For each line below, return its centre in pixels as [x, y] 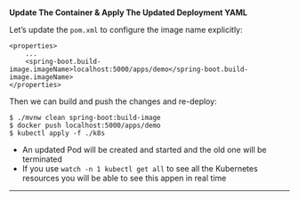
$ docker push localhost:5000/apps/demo [85, 125]
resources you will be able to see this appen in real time [124, 178]
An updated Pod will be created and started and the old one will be [144, 149]
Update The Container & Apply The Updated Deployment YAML [128, 12]
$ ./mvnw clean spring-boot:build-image [85, 117]
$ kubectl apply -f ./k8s [57, 133]
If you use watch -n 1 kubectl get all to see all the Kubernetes [140, 168]
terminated [42, 159]
